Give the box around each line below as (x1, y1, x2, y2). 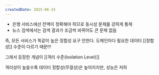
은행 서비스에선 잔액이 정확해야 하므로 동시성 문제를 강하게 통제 (12, 21, 133, 27)
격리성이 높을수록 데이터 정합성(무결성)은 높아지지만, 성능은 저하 (5, 64, 127, 70)
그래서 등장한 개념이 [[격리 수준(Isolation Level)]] (5, 54, 100, 60)
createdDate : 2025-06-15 (5, 7, 56, 12)
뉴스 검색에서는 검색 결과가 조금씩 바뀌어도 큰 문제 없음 (12, 27, 117, 33)
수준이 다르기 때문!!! (13, 43, 51, 49)
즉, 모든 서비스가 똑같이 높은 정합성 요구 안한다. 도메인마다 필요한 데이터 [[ (5, 37, 146, 43)
